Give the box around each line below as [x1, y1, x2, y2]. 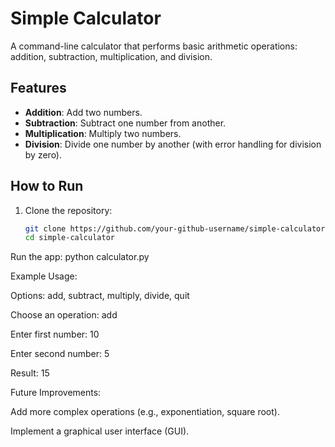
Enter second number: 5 [10, 348, 110, 360]
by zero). [24, 148, 63, 161]
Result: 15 [10, 367, 50, 379]
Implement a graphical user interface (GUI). [10, 425, 190, 437]
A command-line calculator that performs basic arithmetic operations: [10, 40, 298, 52]
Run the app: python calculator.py [10, 251, 150, 263]
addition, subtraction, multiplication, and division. [10, 50, 213, 62]
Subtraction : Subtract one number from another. [24, 117, 227, 129]
